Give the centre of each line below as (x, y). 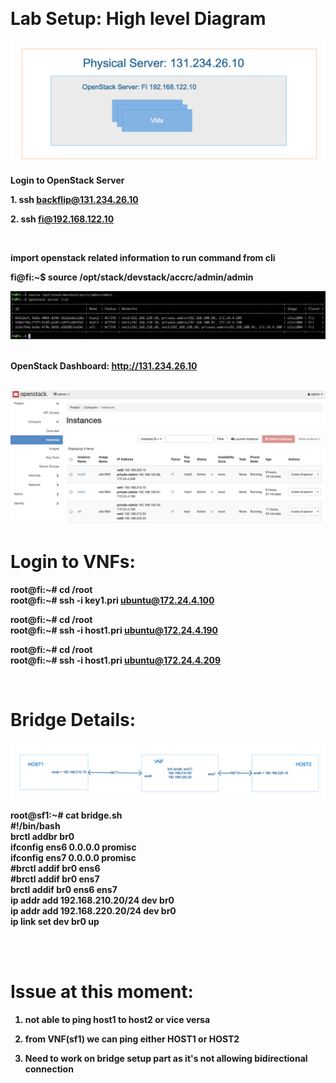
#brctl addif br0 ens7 (55, 879)
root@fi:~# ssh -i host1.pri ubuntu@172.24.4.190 (114, 630)
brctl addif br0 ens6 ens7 (64, 890)
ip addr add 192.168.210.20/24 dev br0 (92, 900)
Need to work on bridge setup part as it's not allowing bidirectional (166, 1059)
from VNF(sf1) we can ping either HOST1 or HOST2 (132, 1039)
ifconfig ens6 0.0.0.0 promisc (73, 847)
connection (49, 1069)
